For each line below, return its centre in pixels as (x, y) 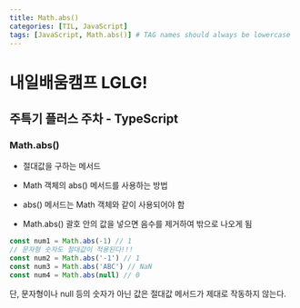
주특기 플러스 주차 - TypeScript (94, 119)
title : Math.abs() (44, 18)
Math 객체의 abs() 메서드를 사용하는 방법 (95, 185)
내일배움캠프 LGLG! (79, 82)
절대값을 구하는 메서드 (62, 166)
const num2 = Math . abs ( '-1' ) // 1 (75, 258)
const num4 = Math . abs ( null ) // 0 (75, 275)
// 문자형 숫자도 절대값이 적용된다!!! (71, 250)
